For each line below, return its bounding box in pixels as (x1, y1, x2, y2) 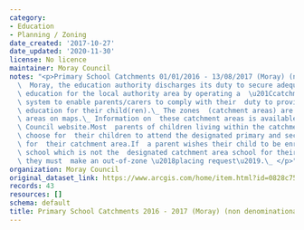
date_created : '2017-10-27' (9, 38, 116, 48)
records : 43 (9, 182, 54, 191)
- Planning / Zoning (9, 30, 88, 39)
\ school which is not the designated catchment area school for (17, 148, 273, 157)
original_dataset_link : (9, 173, 100, 182)
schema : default (9, 198, 71, 208)
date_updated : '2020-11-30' (9, 47, 116, 56)
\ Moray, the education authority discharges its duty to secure (17, 81, 273, 90)
